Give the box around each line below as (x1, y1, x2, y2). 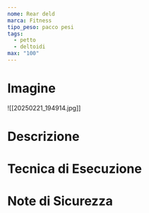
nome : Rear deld (7, 10, 55, 18)
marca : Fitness (7, 17, 52, 24)
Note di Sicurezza (7, 193, 113, 209)
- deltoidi (13, 43, 46, 50)
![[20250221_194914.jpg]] (7, 103, 81, 112)
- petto (13, 37, 37, 44)
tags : (7, 30, 23, 38)
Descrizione (7, 129, 80, 144)
